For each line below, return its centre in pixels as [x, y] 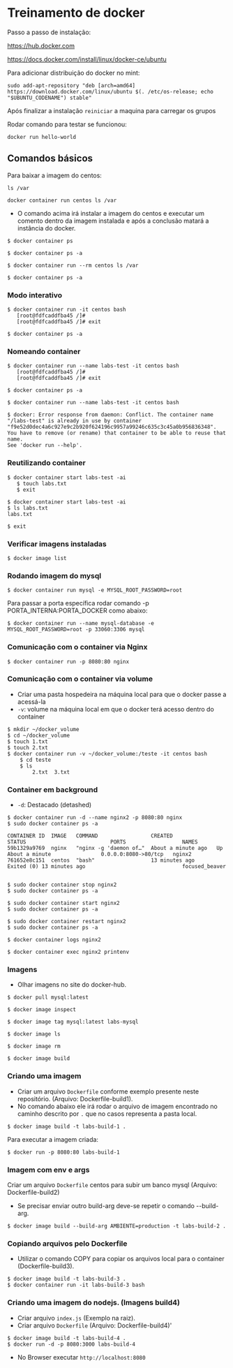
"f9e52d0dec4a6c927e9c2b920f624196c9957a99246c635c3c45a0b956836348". [112, 427]
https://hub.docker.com [41, 45]
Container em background [53, 789]
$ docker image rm [34, 1046]
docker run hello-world [42, 137]
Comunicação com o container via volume [80, 679]
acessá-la [32, 701]
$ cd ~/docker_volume [39, 735]
